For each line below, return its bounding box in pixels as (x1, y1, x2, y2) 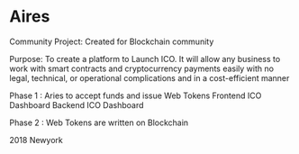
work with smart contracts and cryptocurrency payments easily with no (9, 63, 275, 74)
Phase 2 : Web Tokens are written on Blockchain (9, 117, 189, 128)
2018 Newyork (9, 134, 63, 145)
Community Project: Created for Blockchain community (9, 36, 214, 47)
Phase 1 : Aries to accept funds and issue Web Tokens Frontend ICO (9, 90, 262, 101)
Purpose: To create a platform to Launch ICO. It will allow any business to (9, 53, 281, 64)
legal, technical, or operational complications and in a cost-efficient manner (9, 72, 290, 83)
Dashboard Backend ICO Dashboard (9, 99, 144, 110)
